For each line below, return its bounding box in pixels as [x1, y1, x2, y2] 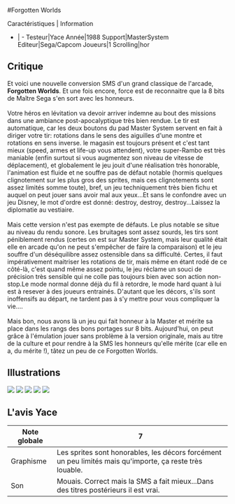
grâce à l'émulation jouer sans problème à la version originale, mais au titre [7, 331, 224, 340]
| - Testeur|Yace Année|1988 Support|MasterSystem [17, 33, 169, 41]
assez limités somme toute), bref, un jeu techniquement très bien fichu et [7, 183, 218, 192]
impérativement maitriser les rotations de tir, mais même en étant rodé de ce [7, 257, 227, 266]
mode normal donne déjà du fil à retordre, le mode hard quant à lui [30, 280, 222, 288]
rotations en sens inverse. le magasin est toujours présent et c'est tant [7, 138, 210, 147]
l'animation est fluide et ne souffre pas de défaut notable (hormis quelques [7, 168, 223, 177]
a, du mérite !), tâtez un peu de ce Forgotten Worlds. [7, 346, 159, 355]
